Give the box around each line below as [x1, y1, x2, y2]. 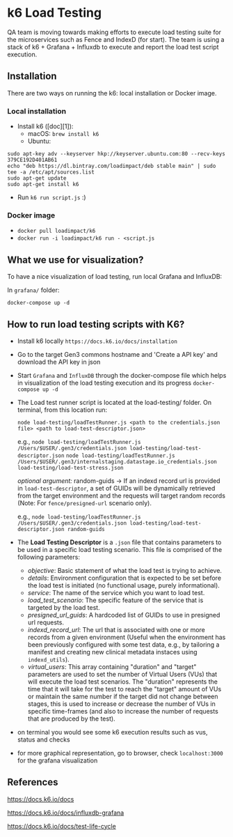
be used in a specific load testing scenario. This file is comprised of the [17, 545, 223, 553]
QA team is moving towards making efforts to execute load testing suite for [7, 28, 221, 36]
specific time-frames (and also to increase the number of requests [27, 707, 219, 715]
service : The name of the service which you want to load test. [27, 588, 205, 597]
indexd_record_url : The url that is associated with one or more [27, 625, 205, 633]
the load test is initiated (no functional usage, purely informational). [27, 581, 220, 590]
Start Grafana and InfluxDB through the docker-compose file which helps [17, 371, 227, 379]
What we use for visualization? [7, 254, 144, 266]
